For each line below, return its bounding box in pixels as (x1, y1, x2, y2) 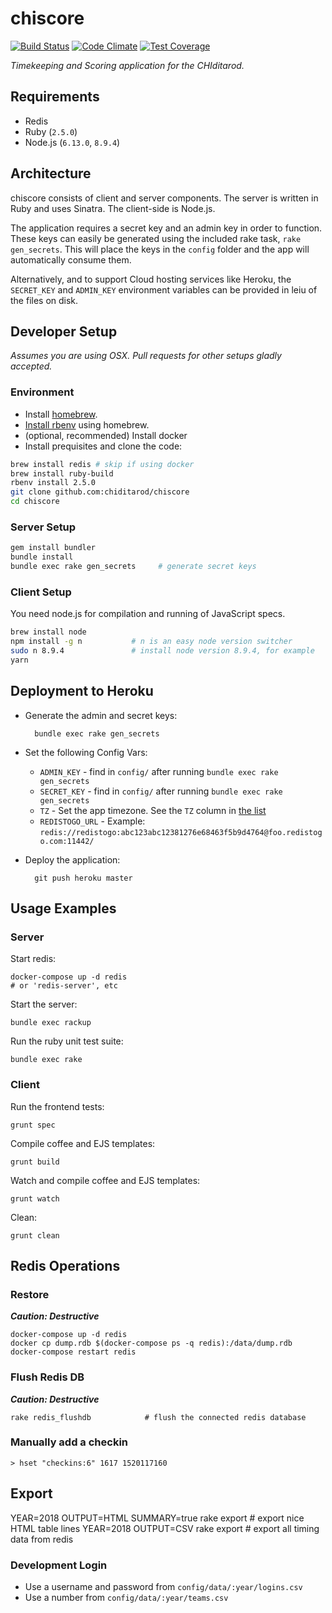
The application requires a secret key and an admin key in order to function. (10, 222, 323, 234)
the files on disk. (10, 294, 79, 306)
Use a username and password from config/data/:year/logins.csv (24, 1580, 303, 1592)
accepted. (10, 360, 53, 372)
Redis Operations (10, 1257, 121, 1274)
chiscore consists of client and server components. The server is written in (10, 192, 319, 204)
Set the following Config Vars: (24, 746, 148, 758)
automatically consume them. (10, 253, 132, 266)
